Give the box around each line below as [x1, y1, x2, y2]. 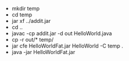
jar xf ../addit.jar [11, 18, 51, 24]
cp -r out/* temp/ [11, 36, 54, 43]
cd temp [11, 11, 33, 18]
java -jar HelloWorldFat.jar [11, 49, 76, 55]
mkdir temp [11, 5, 40, 12]
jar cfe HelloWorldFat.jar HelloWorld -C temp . [11, 42, 123, 49]
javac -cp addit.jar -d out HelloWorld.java [11, 30, 112, 37]
